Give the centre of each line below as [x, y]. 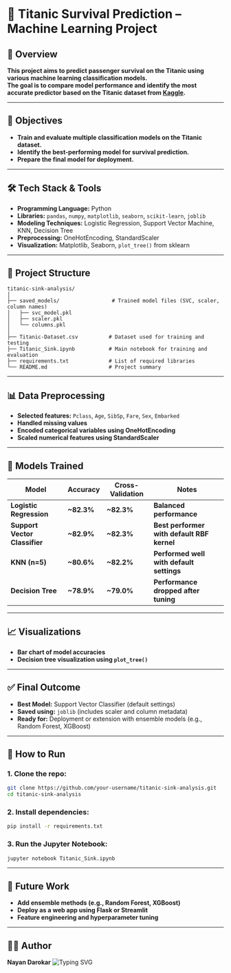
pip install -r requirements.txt [55, 826]
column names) [27, 307]
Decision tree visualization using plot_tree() [82, 659]
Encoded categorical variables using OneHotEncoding [96, 431]
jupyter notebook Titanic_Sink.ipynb [61, 858]
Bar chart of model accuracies [61, 652]
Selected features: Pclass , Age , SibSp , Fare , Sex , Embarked [98, 416]
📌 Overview [32, 54]
